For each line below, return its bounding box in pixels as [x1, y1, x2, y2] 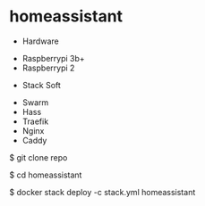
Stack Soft [21, 79, 61, 90]
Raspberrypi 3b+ [21, 53, 85, 63]
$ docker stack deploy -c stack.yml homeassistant [9, 186, 196, 197]
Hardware [21, 36, 60, 46]
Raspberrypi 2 [21, 62, 75, 73]
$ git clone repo [9, 152, 68, 162]
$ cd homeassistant [9, 169, 82, 180]
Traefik [21, 116, 49, 127]
